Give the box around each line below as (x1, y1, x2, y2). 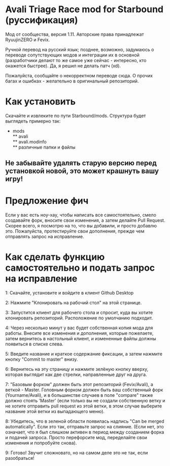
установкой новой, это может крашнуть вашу (5, 167, 159, 176)
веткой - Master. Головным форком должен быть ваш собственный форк (5, 387, 163, 393)
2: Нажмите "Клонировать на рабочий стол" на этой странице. (5, 300, 142, 306)
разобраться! (5, 455, 35, 461)
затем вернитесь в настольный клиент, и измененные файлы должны (5, 336, 156, 342)
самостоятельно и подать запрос (5, 262, 155, 274)
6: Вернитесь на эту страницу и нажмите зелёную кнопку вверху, (5, 366, 149, 372)
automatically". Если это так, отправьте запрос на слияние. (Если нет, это (5, 424, 164, 430)
